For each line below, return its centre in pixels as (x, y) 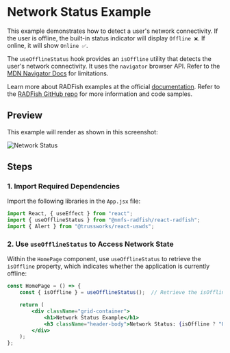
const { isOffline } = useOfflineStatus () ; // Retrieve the (108, 293)
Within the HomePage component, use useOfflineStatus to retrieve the (104, 259)
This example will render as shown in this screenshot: (83, 132)
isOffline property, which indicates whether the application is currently (108, 266)
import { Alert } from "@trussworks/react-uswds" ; (81, 227)
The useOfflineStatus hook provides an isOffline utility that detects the (110, 58)
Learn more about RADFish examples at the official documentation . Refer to (114, 86)
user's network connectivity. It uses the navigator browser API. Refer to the (114, 66)
